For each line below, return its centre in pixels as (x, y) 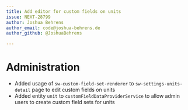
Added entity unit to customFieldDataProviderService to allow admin (97, 96)
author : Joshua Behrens (35, 22)
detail (22, 90)
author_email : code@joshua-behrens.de (53, 28)
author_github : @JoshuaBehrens (44, 33)
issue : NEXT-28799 (28, 17)
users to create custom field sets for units (65, 102)
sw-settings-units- (159, 84)
